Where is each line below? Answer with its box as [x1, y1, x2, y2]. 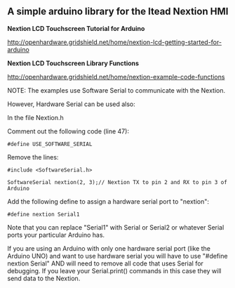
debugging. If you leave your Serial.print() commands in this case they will [7, 266, 222, 275]
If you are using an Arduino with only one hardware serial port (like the [7, 244, 210, 252]
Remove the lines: [7, 152, 59, 161]
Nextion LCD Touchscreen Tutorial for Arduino [7, 24, 145, 32]
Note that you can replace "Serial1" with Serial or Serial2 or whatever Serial [7, 223, 224, 231]
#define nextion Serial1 [7, 211, 80, 218]
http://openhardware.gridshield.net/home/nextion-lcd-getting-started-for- [7, 38, 222, 46]
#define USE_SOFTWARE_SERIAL [7, 140, 93, 148]
